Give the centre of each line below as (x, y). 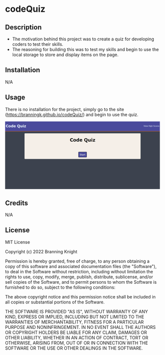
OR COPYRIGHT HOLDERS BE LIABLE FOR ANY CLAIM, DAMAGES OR (76, 332)
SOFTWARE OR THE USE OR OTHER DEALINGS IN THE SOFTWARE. (74, 348)
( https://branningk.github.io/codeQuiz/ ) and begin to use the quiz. (72, 115)
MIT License (18, 242)
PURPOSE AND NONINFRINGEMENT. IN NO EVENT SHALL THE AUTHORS (81, 327)
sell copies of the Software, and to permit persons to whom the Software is (81, 282)
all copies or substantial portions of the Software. (55, 302)
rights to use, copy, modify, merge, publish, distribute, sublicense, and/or (79, 277)
